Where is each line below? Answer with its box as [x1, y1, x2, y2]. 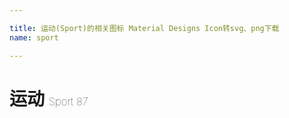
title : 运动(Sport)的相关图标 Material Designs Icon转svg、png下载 [9, 23, 280, 33]
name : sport [9, 32, 59, 43]
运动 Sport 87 [9, 87, 89, 110]
